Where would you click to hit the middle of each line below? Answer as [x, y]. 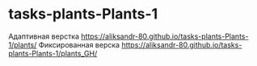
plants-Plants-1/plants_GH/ [53, 53]
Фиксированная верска [79, 44]
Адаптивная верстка [44, 36]
